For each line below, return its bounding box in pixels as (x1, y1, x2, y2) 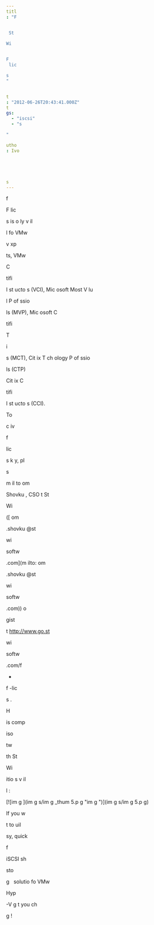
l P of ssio (6, 297, 30, 304)
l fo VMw (6, 229, 28, 236)
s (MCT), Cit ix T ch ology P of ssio (6, 354, 91, 361)
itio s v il (6, 776, 26, 783)
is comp (6, 719, 25, 726)
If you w (6, 810, 26, 817)
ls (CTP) (6, 366, 26, 373)
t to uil (6, 821, 22, 829)
